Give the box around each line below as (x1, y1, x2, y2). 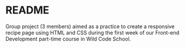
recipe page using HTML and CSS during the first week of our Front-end (5, 29, 180, 36)
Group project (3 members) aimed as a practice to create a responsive (5, 23, 175, 30)
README (5, 4, 50, 17)
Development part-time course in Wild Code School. (5, 35, 131, 42)
